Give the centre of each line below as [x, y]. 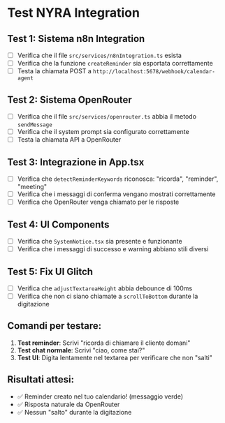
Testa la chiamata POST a [55, 71]
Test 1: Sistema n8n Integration [76, 39]
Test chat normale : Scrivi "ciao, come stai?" [81, 350]
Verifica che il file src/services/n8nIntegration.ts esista [99, 55]
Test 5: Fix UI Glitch [50, 271]
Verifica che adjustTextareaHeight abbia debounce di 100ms [105, 288]
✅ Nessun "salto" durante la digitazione [74, 412]
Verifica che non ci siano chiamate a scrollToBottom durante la [108, 296]
